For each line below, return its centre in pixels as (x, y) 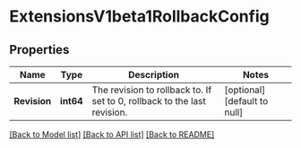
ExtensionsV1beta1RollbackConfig (140, 17)
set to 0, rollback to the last (149, 101)
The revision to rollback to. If (152, 90)
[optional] (245, 90)
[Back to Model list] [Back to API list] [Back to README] (112, 135)
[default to (246, 101)
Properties (39, 50)
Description (154, 75)
